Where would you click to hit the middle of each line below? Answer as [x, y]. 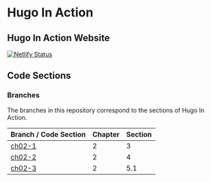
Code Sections [39, 76]
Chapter [106, 134]
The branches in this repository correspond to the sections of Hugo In [106, 110]
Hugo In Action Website [59, 38]
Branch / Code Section [48, 134]
